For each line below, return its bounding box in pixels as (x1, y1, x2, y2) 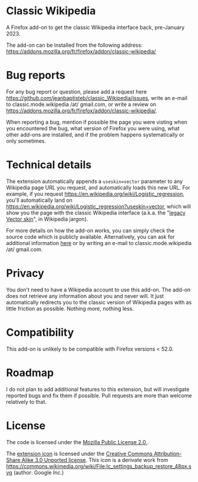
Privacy (6, 266, 44, 279)
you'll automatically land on (6, 197, 72, 204)
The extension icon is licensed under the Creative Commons (6, 450, 153, 457)
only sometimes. (6, 137, 46, 144)
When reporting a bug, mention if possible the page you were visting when (6, 118, 187, 126)
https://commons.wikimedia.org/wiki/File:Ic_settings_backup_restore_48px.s (6, 462, 192, 470)
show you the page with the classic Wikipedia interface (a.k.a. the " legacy (6, 209, 186, 216)
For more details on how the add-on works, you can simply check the (6, 227, 175, 234)
